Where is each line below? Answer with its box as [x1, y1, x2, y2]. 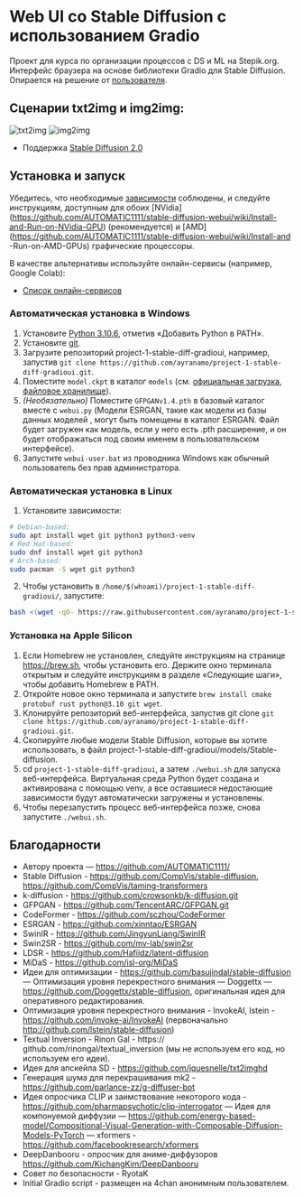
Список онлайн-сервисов [22, 284, 123, 295]
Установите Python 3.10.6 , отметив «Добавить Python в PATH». [22, 328, 264, 339]
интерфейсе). [22, 442, 75, 453]
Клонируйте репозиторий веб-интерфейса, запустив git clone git [22, 707, 275, 719]
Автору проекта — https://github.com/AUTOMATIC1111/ [22, 861, 231, 872]
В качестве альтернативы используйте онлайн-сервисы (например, [9, 257, 272, 268]
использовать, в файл [22, 744, 106, 755]
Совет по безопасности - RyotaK [22, 1168, 149, 1179]
